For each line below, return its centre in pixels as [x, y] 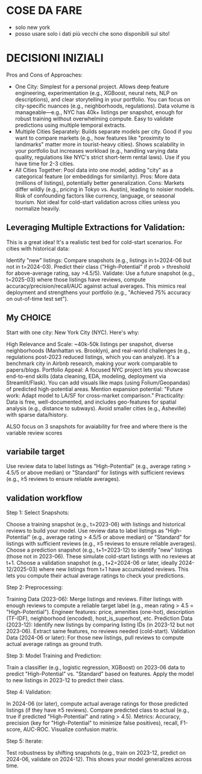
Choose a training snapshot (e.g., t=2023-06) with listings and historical [96, 524]
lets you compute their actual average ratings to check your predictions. [96, 576]
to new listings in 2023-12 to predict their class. [65, 680]
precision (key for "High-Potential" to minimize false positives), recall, [93, 723]
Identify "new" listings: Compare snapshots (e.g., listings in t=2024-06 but [99, 260]
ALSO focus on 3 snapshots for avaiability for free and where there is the [97, 426]
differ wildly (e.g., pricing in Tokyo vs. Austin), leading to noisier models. [105, 189]
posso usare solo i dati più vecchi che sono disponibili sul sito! [92, 33]
